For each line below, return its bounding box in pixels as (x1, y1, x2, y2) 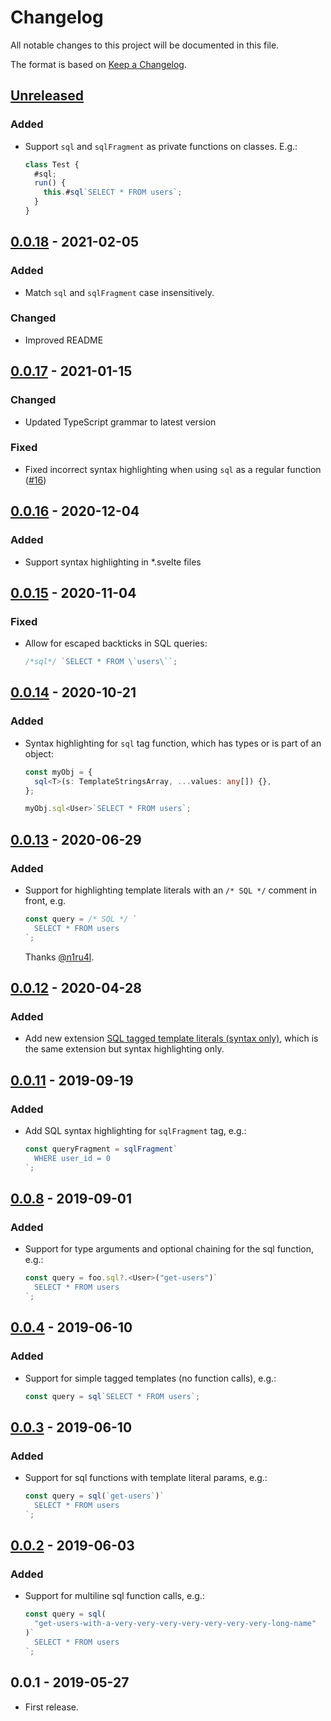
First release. (24, 1701, 79, 1713)
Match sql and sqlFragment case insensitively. (24, 286, 215, 298)
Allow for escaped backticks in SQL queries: (24, 637, 208, 650)
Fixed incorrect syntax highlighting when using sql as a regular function (24, 463, 322, 475)
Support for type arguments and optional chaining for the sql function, (24, 1243, 315, 1255)
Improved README (24, 334, 104, 346)
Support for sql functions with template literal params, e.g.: (24, 1472, 268, 1484)
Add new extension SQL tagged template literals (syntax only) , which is (24, 1032, 319, 1045)
